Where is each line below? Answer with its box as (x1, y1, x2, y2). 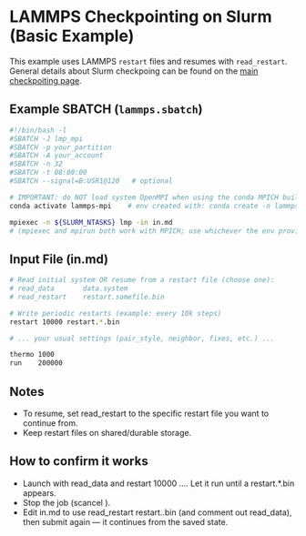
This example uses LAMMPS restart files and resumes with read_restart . (9, 56, 288, 66)
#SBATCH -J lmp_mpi (9, 134, 84, 143)
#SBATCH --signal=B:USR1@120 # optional (9, 177, 173, 186)
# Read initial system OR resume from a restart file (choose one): (9, 276, 275, 285)
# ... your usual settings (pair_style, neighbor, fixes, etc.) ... (9, 334, 275, 343)
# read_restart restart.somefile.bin (9, 292, 166, 301)
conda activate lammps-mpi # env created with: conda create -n (9, 201, 271, 210)
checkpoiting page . (9, 75, 82, 86)
